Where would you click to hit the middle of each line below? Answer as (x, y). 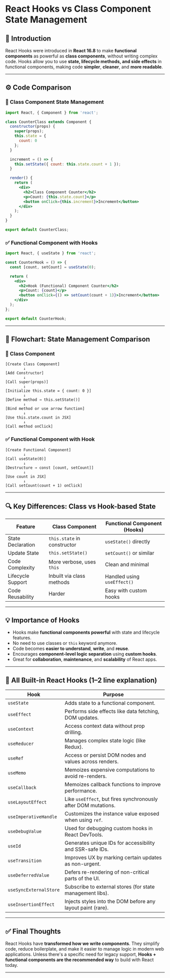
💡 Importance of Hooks (42, 620)
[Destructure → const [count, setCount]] (50, 468)
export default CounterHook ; (36, 318)
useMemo (17, 773)
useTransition (25, 861)
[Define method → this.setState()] (43, 400)
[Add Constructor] (25, 373)
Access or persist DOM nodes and (105, 755)
